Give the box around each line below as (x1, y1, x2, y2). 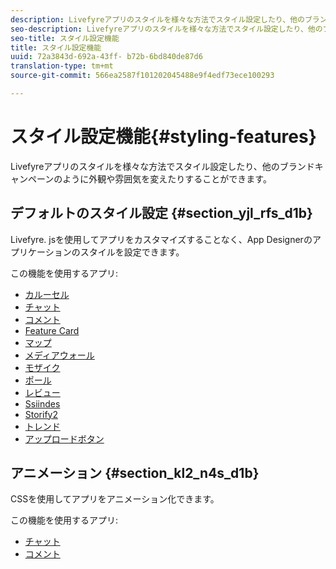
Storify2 (24, 408, 59, 420)
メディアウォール (24, 349, 95, 361)
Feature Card (24, 324, 80, 336)
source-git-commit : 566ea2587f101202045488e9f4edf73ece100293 (10, 71, 275, 81)
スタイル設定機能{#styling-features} (10, 126, 317, 148)
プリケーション (10, 246, 72, 258)
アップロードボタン (24, 432, 105, 445)
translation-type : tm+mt (10, 61, 114, 71)
